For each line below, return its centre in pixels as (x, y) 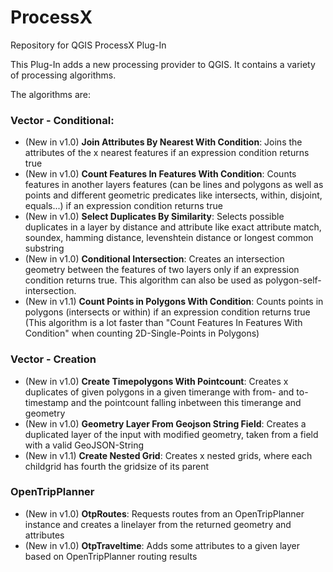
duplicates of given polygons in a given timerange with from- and (159, 392)
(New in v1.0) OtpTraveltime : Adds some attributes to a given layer (162, 545)
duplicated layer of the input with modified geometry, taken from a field (171, 434)
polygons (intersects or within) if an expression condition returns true (167, 312)
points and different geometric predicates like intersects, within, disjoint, (173, 195)
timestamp (46, 402)
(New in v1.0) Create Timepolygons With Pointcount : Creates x (156, 381)
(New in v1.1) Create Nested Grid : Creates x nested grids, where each (168, 455)
